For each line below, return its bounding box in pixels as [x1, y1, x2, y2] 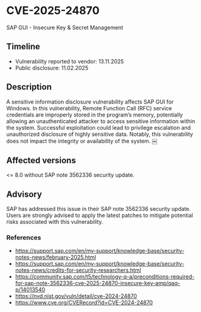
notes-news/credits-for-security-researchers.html [15, 266, 141, 274]
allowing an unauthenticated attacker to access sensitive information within [6, 117, 196, 125]
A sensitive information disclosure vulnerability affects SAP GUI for [6, 98, 174, 105]
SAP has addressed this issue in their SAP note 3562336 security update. [6, 205, 191, 213]
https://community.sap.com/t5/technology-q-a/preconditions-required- [15, 273, 195, 280]
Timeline [6, 41, 41, 52]
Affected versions [6, 155, 76, 165]
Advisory [6, 189, 43, 199]
